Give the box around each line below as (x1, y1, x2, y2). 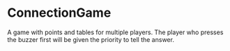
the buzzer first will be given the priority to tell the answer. (7, 35, 174, 43)
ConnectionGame (7, 5, 112, 21)
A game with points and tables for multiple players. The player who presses (7, 28, 224, 36)
